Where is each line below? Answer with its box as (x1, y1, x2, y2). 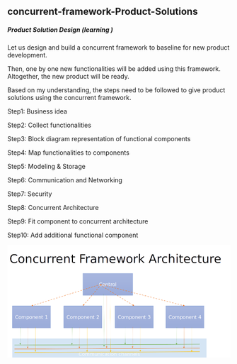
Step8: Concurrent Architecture (7, 204, 99, 212)
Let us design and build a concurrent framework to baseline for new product (7, 43, 230, 52)
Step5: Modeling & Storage (7, 162, 86, 171)
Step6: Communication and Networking (7, 176, 122, 184)
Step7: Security (7, 189, 52, 198)
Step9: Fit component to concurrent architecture (7, 217, 149, 226)
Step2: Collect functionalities (7, 121, 92, 130)
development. (7, 51, 47, 60)
